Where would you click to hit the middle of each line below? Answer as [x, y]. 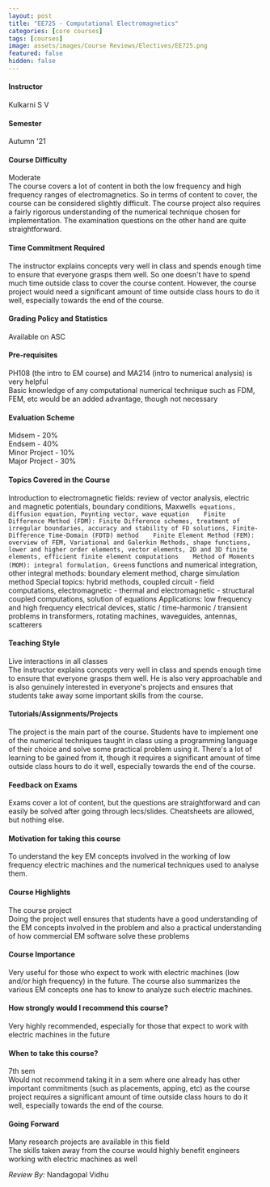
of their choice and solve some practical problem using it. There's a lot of [130, 749]
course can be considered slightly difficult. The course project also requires [135, 204]
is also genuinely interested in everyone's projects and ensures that [121, 686]
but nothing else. [36, 820]
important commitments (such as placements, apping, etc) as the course [129, 1088]
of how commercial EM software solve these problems [99, 936]
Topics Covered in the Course [59, 479]
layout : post [30, 16]
